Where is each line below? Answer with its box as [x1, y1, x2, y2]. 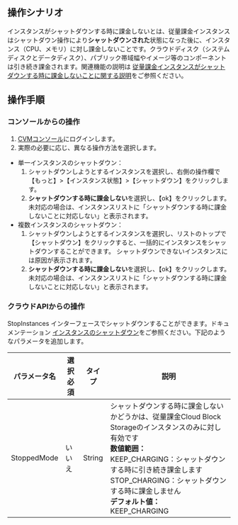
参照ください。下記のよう [151, 328, 227, 337]
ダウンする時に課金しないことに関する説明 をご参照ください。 [7, 71, 188, 79]
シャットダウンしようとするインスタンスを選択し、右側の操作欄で [28, 167, 221, 176]
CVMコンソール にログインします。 [17, 134, 119, 143]
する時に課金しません [110, 486, 181, 496]
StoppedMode [11, 453, 59, 463]
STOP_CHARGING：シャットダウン [110, 475, 227, 485]
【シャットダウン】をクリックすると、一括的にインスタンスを [28, 238, 208, 247]
